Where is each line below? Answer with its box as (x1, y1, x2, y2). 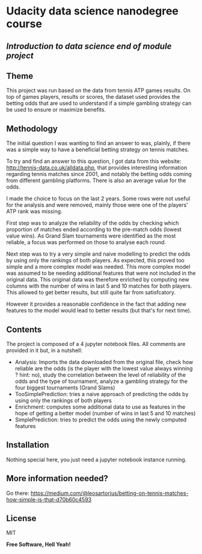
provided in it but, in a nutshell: (6, 347, 83, 354)
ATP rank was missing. (6, 208, 63, 215)
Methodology (6, 124, 58, 134)
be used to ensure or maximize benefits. (6, 106, 106, 113)
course (6, 17, 42, 31)
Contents (6, 324, 42, 335)
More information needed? (6, 473, 108, 483)
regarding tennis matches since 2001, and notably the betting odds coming (6, 171, 192, 178)
